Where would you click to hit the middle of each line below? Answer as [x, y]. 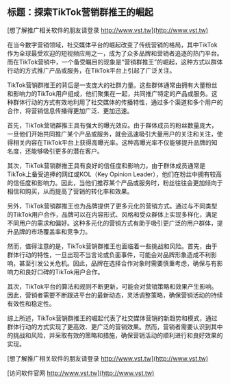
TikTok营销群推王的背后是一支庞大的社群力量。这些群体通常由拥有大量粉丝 [112, 85]
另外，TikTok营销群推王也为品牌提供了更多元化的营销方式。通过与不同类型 [112, 206]
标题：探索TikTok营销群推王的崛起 [80, 12]
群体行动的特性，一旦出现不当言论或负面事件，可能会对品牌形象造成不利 [109, 254]
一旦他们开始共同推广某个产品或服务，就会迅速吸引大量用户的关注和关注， [112, 134]
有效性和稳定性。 [31, 303]
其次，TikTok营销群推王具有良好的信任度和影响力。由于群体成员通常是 [106, 165]
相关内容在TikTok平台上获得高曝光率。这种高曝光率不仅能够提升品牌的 [112, 142]
